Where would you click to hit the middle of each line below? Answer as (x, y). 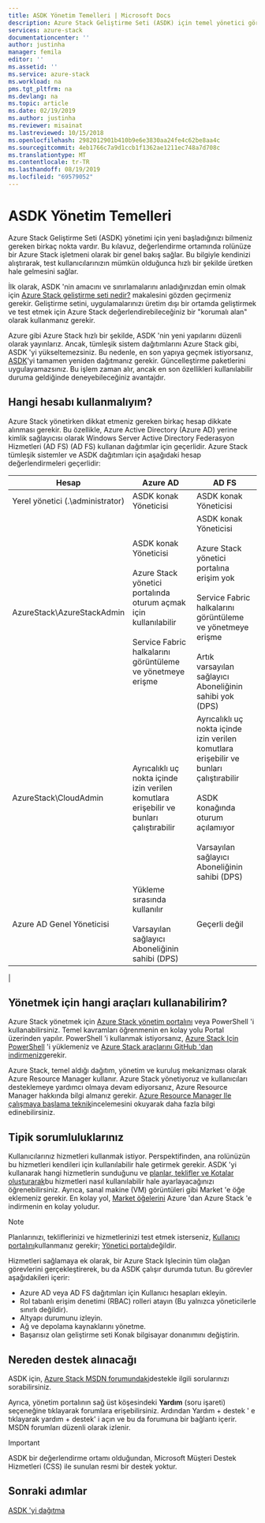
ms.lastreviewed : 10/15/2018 (56, 133)
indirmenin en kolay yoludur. (54, 1207)
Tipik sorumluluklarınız (66, 1137)
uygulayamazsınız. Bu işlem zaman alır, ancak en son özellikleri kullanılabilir (131, 369)
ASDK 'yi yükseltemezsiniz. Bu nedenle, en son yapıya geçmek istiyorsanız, (131, 352)
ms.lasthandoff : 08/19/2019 (54, 170)
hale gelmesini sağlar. (43, 271)
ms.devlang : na (33, 96)
